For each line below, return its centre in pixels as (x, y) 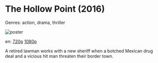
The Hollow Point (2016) (55, 9)
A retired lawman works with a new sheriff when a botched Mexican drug (79, 51)
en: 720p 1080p (21, 41)
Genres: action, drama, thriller (35, 22)
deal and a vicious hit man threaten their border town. (59, 56)
